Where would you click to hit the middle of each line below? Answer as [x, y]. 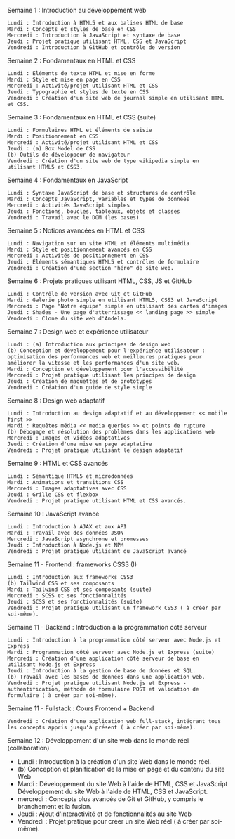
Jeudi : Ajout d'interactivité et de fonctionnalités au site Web [104, 814]
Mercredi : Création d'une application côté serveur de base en [103, 658]
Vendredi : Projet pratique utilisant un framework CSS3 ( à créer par [114, 608]
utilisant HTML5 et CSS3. [45, 167]
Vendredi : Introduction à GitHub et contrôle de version [94, 48]
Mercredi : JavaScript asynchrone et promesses [78, 539]
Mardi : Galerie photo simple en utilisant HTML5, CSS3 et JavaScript [113, 300]
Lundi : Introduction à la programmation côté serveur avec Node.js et [114, 640]
